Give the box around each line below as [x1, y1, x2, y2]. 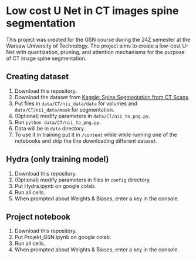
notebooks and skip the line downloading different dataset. [14, 137, 157, 144]
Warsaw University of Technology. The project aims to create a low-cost [6, 42, 181, 49]
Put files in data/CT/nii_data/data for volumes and [14, 100, 138, 107]
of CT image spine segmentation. [6, 55, 87, 62]
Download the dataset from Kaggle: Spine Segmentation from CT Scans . [14, 93, 190, 100]
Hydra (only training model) [6, 154, 109, 164]
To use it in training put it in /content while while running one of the [14, 131, 177, 138]
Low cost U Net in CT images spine [6, 4, 179, 18]
